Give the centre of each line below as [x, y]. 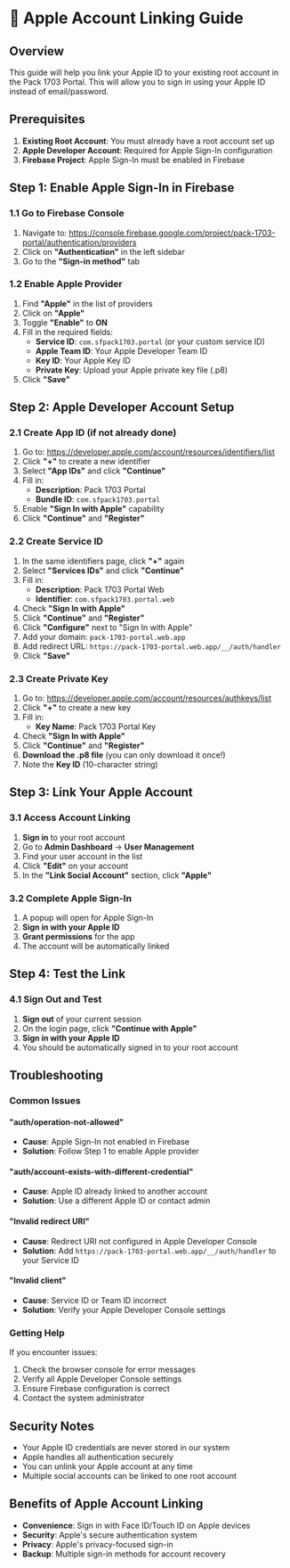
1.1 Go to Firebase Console [67, 213]
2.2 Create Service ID [56, 541]
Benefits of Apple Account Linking [106, 1504]
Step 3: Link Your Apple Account [101, 792]
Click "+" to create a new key [77, 708]
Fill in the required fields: [67, 332]
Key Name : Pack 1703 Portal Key [96, 727]
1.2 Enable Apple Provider [66, 284]
